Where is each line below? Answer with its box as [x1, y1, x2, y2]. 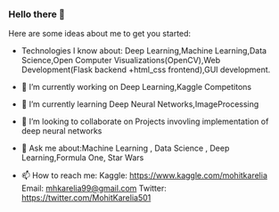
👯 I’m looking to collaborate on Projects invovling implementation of [21, 116, 269, 127]
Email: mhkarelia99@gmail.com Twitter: [21, 183, 167, 194]
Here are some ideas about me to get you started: [8, 29, 192, 39]
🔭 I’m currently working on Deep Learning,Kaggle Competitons [21, 82, 251, 93]
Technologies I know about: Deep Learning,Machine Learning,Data [21, 45, 267, 56]
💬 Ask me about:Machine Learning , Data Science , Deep [21, 143, 230, 154]
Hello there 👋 [8, 8, 66, 20]
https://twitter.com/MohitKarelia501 [21, 192, 152, 203]
